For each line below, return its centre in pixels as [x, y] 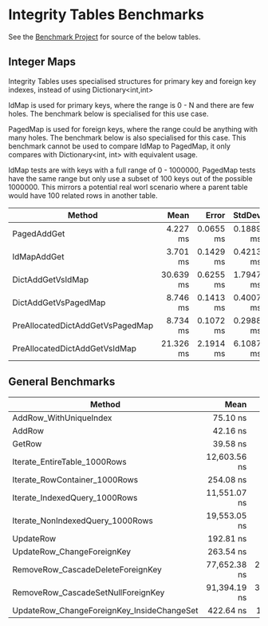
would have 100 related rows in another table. [83, 195]
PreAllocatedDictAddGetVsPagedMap [83, 325]
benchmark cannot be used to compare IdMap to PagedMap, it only [120, 146]
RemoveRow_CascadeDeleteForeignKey [87, 569]
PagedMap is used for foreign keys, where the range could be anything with [133, 129]
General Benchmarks [62, 382]
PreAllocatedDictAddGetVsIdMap [75, 348]
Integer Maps [42, 62]
